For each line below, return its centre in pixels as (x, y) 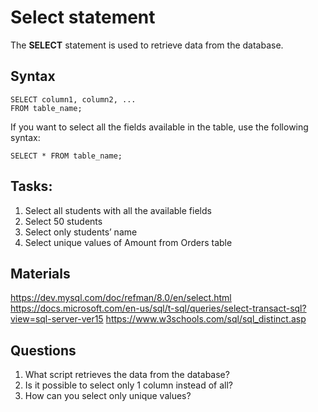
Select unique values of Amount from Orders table (128, 242)
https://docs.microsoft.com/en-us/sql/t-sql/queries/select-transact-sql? (158, 308)
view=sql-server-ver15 (57, 319)
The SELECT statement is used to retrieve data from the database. (147, 45)
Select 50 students (63, 221)
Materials (40, 273)
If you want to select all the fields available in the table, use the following (159, 127)
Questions (43, 350)
